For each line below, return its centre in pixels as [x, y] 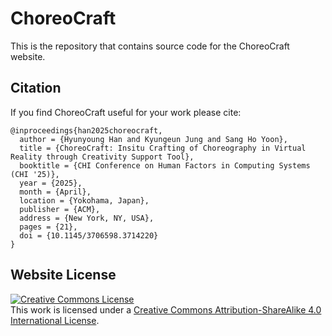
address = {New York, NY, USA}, [87, 218]
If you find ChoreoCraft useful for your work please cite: [126, 112]
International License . [55, 320]
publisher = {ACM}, [60, 209]
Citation [36, 88]
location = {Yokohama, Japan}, [84, 200]
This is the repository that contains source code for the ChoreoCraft [150, 46]
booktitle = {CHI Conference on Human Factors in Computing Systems [165, 165]
